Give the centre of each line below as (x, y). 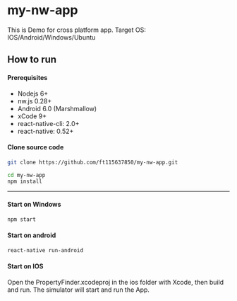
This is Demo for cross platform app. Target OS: (77, 30)
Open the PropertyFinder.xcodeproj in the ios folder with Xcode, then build (116, 282)
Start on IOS (25, 266)
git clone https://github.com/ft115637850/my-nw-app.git (93, 162)
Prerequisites (28, 77)
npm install (25, 182)
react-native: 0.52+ (45, 131)
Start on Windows (34, 204)
